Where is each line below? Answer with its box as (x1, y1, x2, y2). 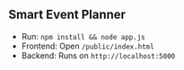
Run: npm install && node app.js (21, 31, 145, 41)
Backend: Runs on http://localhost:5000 (21, 49, 176, 61)
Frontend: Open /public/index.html (21, 40, 154, 51)
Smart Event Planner (8, 7, 127, 22)
